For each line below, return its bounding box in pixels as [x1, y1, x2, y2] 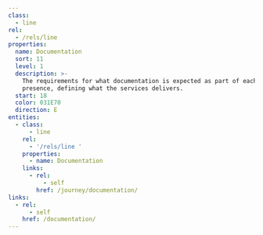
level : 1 [15, 63, 44, 70]
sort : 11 [15, 56, 44, 63]
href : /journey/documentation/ [36, 186, 139, 194]
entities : [8, 114, 41, 121]
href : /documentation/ [22, 215, 96, 223]
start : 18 [15, 92, 47, 99]
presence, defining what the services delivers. [22, 84, 184, 92]
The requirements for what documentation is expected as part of [22, 77, 240, 85]
